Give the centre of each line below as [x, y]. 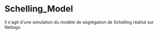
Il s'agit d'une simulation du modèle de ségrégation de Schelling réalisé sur [79, 22]
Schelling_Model [39, 9]
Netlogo [13, 27]
